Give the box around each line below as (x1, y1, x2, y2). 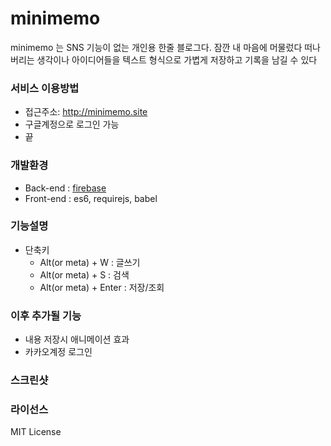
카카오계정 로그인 (24, 346, 93, 358)
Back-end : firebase (24, 182, 107, 194)
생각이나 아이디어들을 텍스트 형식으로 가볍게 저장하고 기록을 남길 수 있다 (36, 53, 318, 66)
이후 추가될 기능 (10, 308, 82, 322)
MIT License (10, 426, 62, 438)
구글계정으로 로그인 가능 (24, 118, 120, 131)
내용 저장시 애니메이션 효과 (24, 333, 130, 346)
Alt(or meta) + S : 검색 (39, 268, 130, 281)
